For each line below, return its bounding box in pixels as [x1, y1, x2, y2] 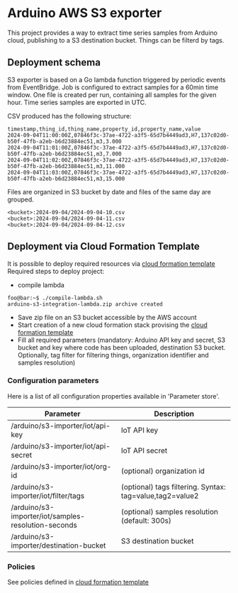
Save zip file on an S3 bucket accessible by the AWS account [17, 313, 197, 321]
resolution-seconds [11, 520, 78, 530]
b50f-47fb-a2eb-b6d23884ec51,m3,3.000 [7, 138, 122, 145]
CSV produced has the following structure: [7, 111, 132, 120]
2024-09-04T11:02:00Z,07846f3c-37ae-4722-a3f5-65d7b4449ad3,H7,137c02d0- [7, 156, 230, 164]
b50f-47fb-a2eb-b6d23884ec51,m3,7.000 [7, 150, 122, 157]
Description [154, 409, 195, 419]
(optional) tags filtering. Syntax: [120, 482, 227, 492]
